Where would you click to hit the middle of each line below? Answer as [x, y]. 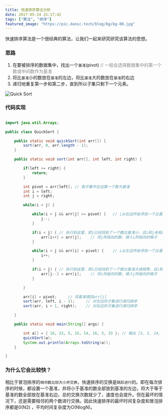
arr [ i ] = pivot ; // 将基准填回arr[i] [65, 297]
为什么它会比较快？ [28, 370]
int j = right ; [39, 196]
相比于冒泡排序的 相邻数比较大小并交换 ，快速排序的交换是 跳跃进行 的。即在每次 [82, 382]
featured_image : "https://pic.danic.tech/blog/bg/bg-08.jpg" [70, 24]
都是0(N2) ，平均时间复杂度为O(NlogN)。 [52, 407]
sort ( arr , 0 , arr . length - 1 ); [56, 146]
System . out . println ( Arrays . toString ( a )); [67, 342]
